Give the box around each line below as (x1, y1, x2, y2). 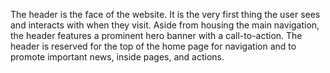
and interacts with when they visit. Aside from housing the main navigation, (10, 19, 320, 31)
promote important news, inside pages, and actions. (10, 51, 225, 63)
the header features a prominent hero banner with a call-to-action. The (10, 30, 303, 41)
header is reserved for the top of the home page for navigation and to (10, 40, 297, 52)
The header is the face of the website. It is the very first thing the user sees (10, 9, 321, 20)
